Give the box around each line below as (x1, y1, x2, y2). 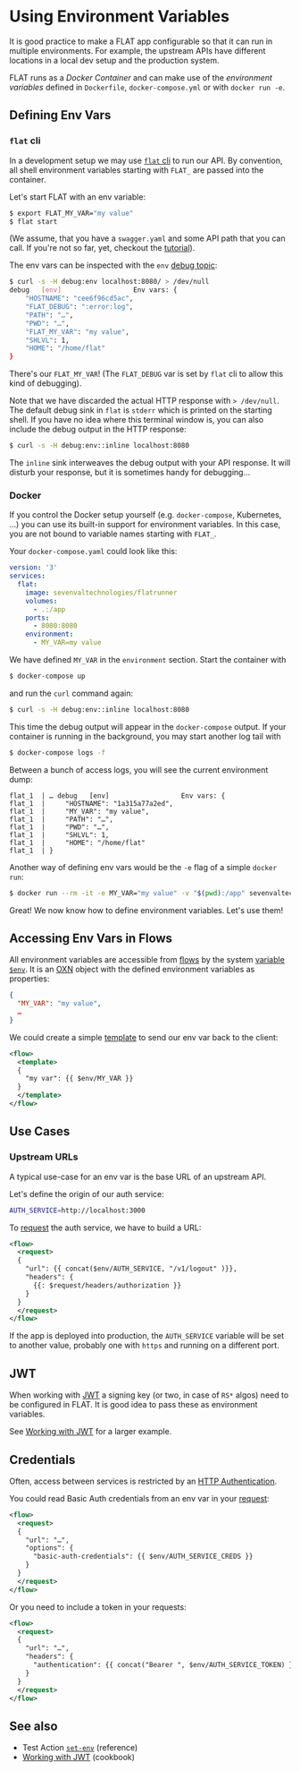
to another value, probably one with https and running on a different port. (9, 1340, 279, 1351)
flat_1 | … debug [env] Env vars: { (9, 791, 226, 800)
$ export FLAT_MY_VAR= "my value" (9, 209, 134, 218)
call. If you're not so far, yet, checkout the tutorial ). (9, 243, 196, 253)
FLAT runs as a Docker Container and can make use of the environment (9, 72, 272, 82)
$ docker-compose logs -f (9, 748, 105, 757)
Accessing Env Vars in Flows (9, 930, 172, 945)
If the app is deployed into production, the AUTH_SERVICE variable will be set (9, 1330, 285, 1341)
